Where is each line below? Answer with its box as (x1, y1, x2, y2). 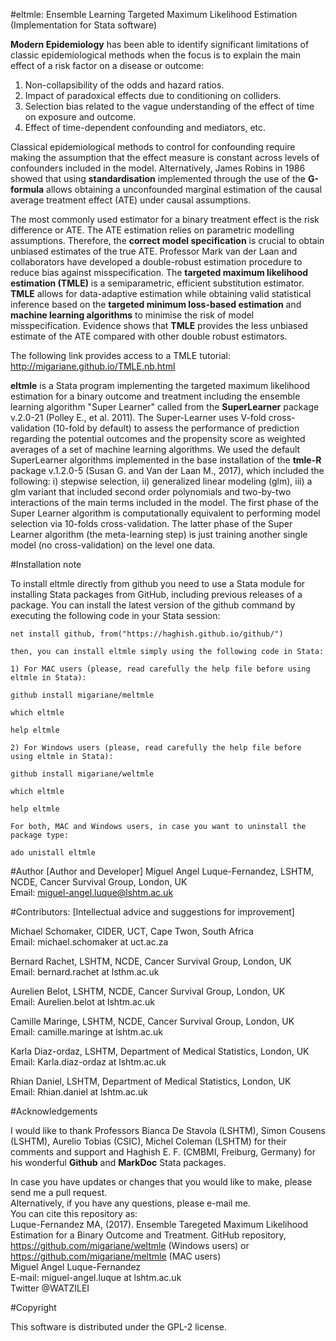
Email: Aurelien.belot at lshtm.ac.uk (10, 996, 155, 1008)
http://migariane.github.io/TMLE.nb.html (10, 360, 176, 372)
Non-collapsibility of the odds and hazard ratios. (24, 79, 225, 91)
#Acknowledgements (10, 1105, 98, 1117)
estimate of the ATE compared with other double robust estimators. (10, 330, 288, 342)
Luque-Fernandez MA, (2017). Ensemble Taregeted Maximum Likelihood (10, 1219, 309, 1230)
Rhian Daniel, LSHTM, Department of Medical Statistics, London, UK (10, 1075, 292, 1087)
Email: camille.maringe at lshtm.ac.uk (10, 1026, 163, 1038)
